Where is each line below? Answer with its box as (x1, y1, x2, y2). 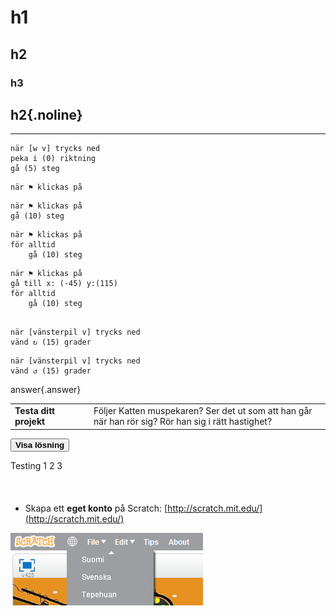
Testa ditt (14, 405, 56, 417)
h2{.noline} (10, 106, 83, 123)
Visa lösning (15, 439, 65, 450)
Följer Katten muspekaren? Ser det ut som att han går (93, 405, 313, 417)
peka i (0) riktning (10, 154, 97, 164)
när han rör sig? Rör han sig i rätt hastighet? (93, 416, 273, 428)
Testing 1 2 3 (10, 459, 63, 471)
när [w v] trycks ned (10, 144, 101, 154)
